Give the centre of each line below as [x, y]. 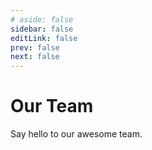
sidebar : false [42, 29]
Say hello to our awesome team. [76, 134]
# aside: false [42, 19]
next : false [35, 57]
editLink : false [44, 38]
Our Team [52, 106]
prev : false [35, 47]
